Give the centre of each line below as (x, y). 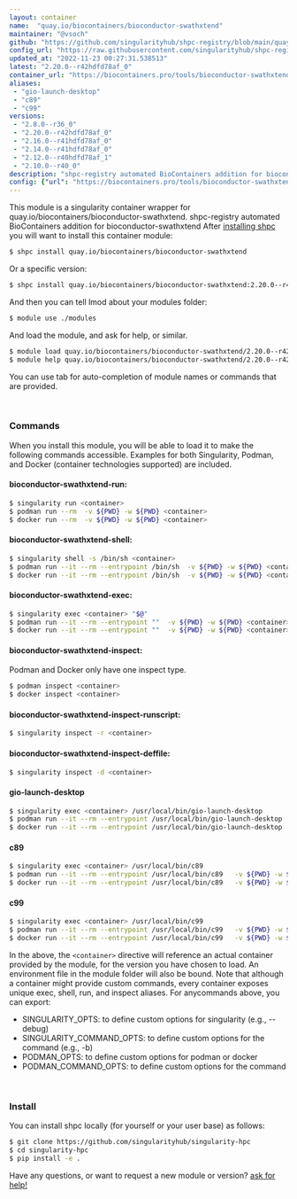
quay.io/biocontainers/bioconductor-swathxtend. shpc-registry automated (145, 217)
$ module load (35, 351)
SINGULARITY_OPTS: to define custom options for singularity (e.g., (144, 1019)
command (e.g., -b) (57, 1047)
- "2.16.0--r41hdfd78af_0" (63, 141)
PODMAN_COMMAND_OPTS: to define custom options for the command (154, 1066)
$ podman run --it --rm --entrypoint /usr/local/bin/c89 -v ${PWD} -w (146, 875)
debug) (35, 1028)
